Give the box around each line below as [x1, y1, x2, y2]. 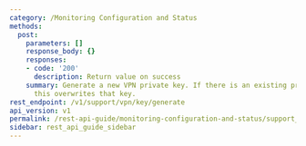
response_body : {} [25, 47, 96, 56]
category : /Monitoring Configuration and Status [9, 13, 198, 23]
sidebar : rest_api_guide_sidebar [9, 123, 137, 132]
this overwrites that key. [33, 89, 137, 98]
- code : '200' [25, 64, 79, 73]
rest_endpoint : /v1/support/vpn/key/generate [9, 97, 185, 107]
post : [17, 30, 39, 39]
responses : [25, 55, 67, 64]
